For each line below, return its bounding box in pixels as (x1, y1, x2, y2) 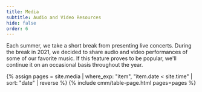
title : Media (6, 8, 39, 15)
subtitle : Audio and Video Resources (6, 14, 102, 20)
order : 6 (6, 25, 28, 32)
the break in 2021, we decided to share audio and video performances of (6, 49, 188, 56)
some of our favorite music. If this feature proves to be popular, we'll (6, 55, 177, 62)
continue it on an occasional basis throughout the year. (6, 61, 143, 69)
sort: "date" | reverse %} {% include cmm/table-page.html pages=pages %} (6, 79, 197, 87)
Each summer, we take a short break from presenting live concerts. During (6, 42, 192, 49)
